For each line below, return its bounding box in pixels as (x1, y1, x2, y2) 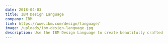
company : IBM (5, 16, 33, 21)
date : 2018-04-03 (5, 7, 42, 12)
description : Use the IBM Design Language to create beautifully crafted (5, 30, 163, 35)
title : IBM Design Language (5, 12, 64, 17)
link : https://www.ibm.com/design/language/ (5, 21, 100, 26)
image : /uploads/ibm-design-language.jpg (5, 26, 94, 31)
